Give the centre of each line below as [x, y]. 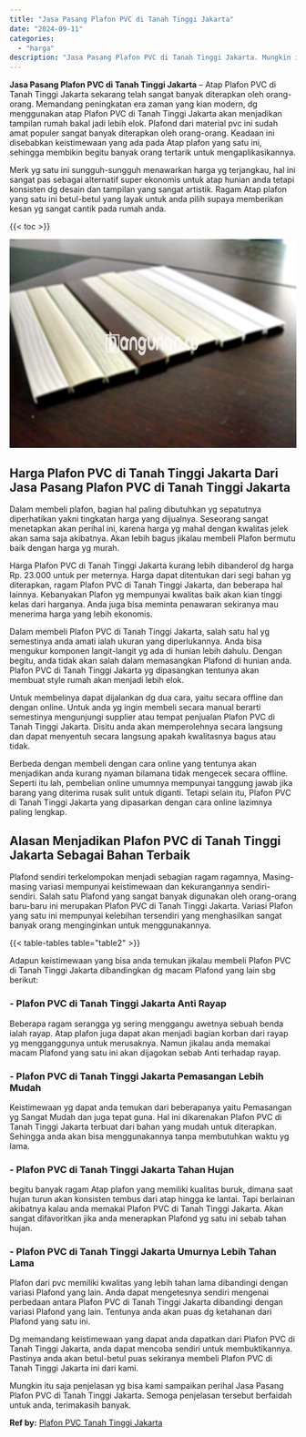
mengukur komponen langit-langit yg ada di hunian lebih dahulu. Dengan [146, 651]
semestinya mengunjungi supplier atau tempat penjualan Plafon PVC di [143, 717]
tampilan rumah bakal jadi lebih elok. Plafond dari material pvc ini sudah [144, 124]
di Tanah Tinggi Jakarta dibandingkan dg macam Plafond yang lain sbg [143, 971]
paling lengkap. [38, 812]
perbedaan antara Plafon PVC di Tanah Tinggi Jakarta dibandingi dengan [147, 1302]
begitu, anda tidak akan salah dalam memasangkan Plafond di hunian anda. [151, 661]
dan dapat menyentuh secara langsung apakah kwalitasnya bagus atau [143, 737]
